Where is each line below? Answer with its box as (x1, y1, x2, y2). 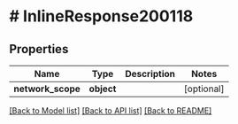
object (88, 82, 117, 95)
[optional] (183, 82, 225, 95)
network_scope (13, 82, 81, 95)
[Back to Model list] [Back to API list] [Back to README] (9, 105, 212, 116)
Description (125, 68, 175, 80)
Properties (9, 42, 69, 57)
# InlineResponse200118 (9, 6, 194, 27)
